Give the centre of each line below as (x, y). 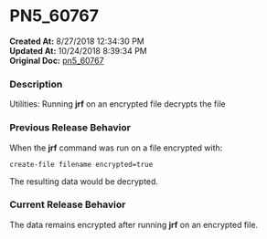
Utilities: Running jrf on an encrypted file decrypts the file (117, 104)
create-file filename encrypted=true (81, 164)
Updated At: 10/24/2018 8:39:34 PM (79, 50)
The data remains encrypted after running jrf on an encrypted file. (134, 224)
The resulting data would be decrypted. (84, 181)
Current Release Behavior (68, 204)
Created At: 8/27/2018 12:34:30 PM (77, 41)
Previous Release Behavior (70, 128)
